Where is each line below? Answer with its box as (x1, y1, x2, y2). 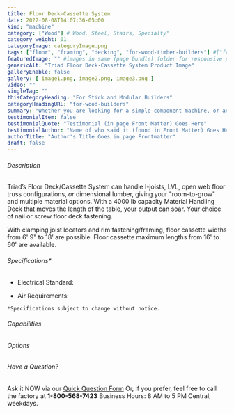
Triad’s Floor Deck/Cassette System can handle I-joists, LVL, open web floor (7, 182, 226, 191)
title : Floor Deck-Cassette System (7, 10, 111, 17)
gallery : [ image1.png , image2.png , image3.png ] (7, 74, 155, 82)
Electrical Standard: (17, 278, 75, 286)
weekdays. (7, 399, 38, 407)
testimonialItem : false (7, 113, 77, 120)
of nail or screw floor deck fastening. (7, 212, 113, 221)
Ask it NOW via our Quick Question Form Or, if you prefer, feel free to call (7, 384, 217, 392)
